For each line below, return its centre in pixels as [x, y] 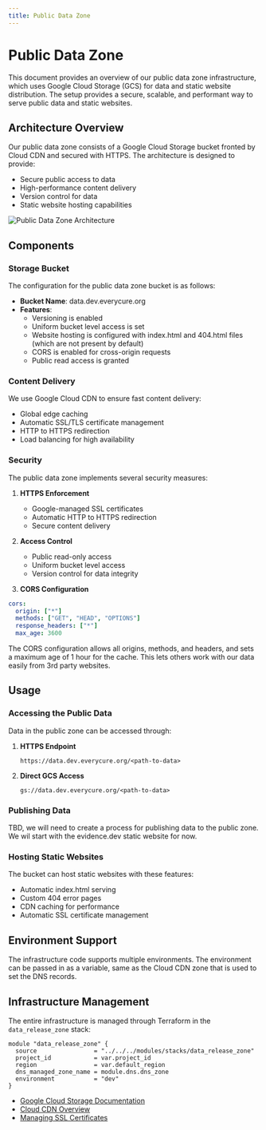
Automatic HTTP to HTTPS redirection [94, 517]
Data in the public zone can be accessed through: [90, 731]
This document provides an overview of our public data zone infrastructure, [132, 77]
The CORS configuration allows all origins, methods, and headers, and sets [131, 648]
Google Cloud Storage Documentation [82, 1100]
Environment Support [63, 940]
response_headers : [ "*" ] [57, 626]
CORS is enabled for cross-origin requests [101, 352]
